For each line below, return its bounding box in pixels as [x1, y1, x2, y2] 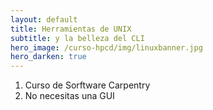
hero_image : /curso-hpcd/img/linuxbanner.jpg [10, 42, 203, 53]
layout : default [10, 14, 78, 25]
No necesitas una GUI [24, 90, 115, 102]
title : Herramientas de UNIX [10, 24, 132, 34]
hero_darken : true [10, 52, 87, 62]
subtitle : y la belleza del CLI [10, 33, 145, 43]
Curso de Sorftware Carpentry [24, 79, 151, 91]
